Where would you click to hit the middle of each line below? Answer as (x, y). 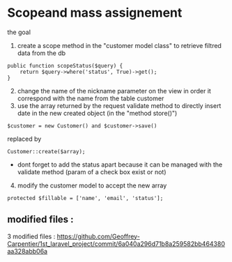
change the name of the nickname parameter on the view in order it (114, 91)
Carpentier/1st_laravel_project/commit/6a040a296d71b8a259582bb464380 (116, 244)
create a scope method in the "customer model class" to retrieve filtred (119, 45)
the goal (19, 32)
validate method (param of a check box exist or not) (92, 171)
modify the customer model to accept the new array (92, 185)
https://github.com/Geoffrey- (99, 236)
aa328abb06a (27, 251)
